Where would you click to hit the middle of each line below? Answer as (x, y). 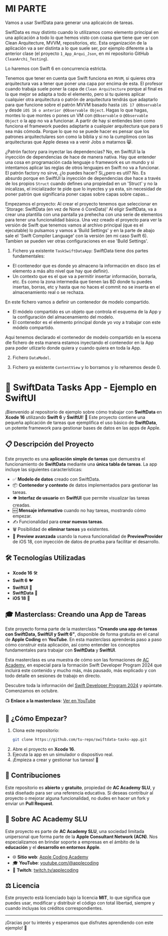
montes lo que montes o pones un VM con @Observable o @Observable (77, 115)
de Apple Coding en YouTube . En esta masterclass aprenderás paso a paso (83, 639)
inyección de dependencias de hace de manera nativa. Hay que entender (81, 157)
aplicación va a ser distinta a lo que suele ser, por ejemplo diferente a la (79, 48)
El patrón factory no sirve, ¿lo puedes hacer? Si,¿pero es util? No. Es (75, 172)
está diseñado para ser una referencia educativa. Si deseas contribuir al (79, 792)
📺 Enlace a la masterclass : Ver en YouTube (50, 701)
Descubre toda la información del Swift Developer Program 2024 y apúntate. (84, 685)
